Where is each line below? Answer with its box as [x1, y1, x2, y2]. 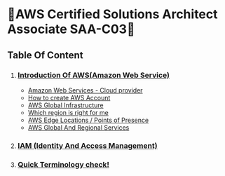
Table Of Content [7, 49, 83, 61]
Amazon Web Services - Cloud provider [27, 86, 143, 94]
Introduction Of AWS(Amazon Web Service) [17, 70, 170, 80]
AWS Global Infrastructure [27, 101, 104, 109]
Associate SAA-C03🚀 [7, 21, 135, 37]
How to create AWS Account [27, 93, 111, 102]
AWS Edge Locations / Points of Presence [27, 116, 149, 124]
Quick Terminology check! [17, 159, 110, 169]
